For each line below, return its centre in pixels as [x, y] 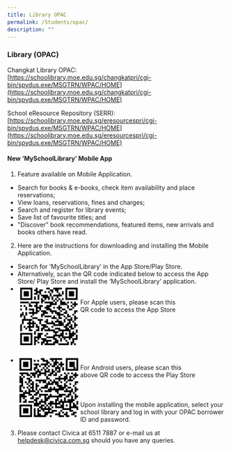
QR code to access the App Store [128, 309]
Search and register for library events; [72, 210]
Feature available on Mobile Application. [75, 174]
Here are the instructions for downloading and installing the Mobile [113, 245]
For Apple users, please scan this [128, 302]
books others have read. [52, 232]
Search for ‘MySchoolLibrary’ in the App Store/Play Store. [100, 266]
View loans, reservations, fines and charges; [81, 202]
